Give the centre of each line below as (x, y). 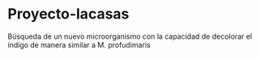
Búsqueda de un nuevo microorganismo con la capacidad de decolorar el (130, 36)
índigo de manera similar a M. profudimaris (79, 44)
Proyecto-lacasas (68, 14)
